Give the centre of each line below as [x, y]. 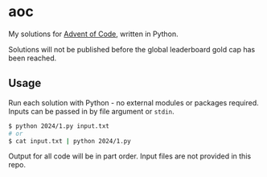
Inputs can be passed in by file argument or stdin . [91, 111]
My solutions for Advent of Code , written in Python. [93, 34]
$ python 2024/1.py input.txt [59, 126]
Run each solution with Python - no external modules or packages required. [133, 102]
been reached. [33, 58]
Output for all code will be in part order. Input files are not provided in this [130, 156]
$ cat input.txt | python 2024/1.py [70, 141]
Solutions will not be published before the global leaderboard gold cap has [132, 49]
